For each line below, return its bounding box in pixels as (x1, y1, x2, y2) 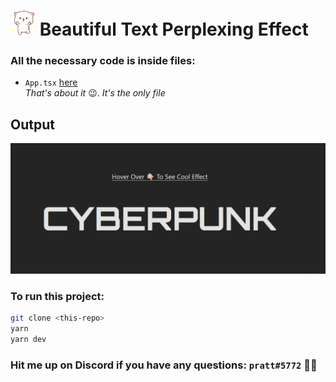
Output (10, 116, 55, 133)
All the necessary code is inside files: (10, 54, 196, 68)
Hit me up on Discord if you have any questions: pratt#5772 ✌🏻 (10, 358, 318, 372)
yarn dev (10, 335, 47, 345)
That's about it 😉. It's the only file (24, 87, 166, 99)
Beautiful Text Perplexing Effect (39, 18, 309, 41)
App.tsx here (24, 76, 78, 89)
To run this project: (10, 289, 105, 303)
